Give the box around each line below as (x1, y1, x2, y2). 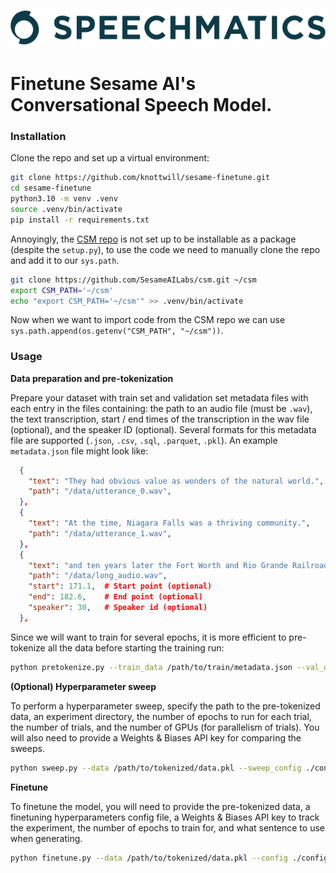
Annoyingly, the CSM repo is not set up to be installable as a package (10, 233, 297, 245)
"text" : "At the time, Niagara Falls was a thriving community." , (28, 518, 311, 529)
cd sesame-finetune (10, 183, 92, 194)
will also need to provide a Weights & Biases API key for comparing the (10, 731, 302, 744)
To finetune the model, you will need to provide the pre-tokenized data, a (10, 800, 311, 812)
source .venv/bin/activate (10, 205, 123, 215)
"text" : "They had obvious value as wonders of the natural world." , (28, 476, 325, 486)
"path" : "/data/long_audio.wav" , (28, 571, 168, 581)
